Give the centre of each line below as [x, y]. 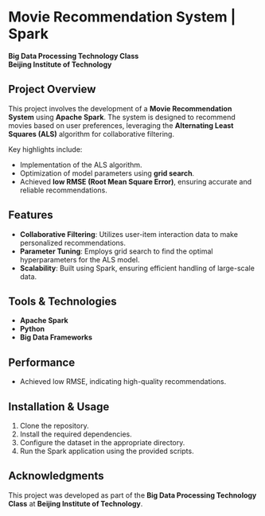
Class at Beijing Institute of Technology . [76, 503]
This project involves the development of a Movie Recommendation [120, 108]
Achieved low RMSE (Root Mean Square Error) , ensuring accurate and [136, 181]
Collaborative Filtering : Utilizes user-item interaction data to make [129, 234]
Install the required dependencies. [76, 434]
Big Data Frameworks [56, 337]
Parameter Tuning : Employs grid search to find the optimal [116, 251]
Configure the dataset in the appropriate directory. [102, 442]
